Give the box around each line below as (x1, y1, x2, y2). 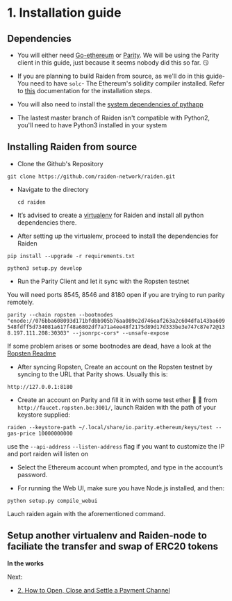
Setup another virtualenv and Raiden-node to (7, 530, 207, 542)
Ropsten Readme (7, 349, 56, 358)
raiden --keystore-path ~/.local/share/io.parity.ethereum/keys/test (7, 424, 213, 431)
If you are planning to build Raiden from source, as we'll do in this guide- (17, 72, 226, 80)
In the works (7, 559, 44, 568)
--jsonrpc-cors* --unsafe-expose (72, 329, 169, 337)
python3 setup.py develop (7, 264, 82, 272)
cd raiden (17, 198, 47, 206)
